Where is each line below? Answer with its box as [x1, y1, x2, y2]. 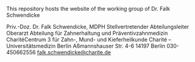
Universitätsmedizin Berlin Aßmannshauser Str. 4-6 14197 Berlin [6, 42, 165, 49]
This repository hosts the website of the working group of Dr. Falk [6, 5, 171, 12]
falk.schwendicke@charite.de [37, 49, 111, 56]
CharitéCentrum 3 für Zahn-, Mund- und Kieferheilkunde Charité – [6, 36, 171, 43]
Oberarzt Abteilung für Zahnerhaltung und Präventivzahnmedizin [6, 29, 168, 37]
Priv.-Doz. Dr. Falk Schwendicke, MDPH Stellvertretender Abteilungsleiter [6, 23, 190, 30]
